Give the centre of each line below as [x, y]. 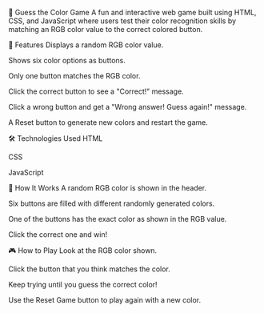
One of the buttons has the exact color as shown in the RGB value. [118, 219]
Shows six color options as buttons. [67, 60]
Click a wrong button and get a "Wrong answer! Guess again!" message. [128, 107]
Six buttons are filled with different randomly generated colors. [112, 203]
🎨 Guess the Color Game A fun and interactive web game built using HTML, [132, 12]
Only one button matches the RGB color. [74, 76]
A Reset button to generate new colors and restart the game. [108, 122]
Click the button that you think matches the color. [89, 269]
